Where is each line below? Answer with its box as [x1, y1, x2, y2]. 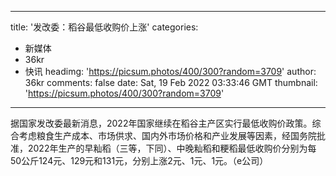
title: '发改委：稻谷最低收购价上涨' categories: [10, 21, 199, 33]
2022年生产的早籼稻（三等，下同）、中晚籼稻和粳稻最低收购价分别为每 [27, 142, 317, 154]
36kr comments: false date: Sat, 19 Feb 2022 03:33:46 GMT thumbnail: [24, 77, 318, 88]
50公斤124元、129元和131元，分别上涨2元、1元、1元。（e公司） [10, 155, 269, 166]
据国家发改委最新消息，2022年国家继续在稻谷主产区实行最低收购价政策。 [10, 117, 313, 129]
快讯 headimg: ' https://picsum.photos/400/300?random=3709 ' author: [24, 66, 317, 77]
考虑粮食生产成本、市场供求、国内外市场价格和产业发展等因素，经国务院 [18, 130, 317, 141]
